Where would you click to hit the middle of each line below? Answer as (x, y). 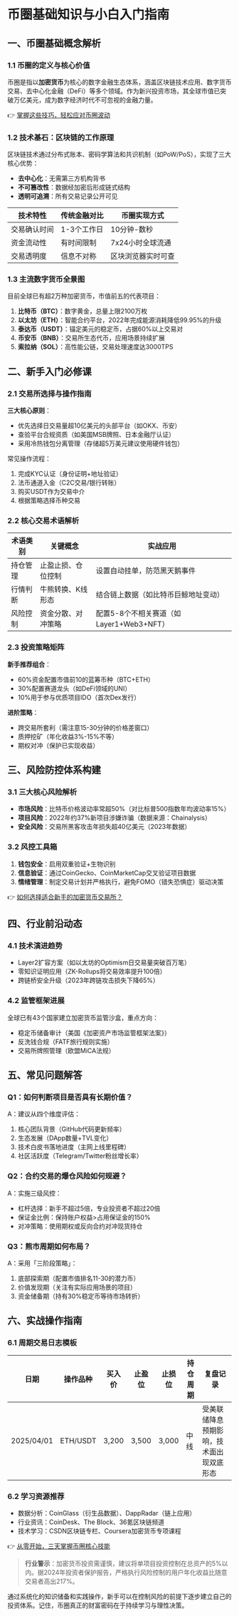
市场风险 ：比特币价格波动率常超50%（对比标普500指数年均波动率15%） (124, 809)
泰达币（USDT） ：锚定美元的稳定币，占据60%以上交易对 (100, 329)
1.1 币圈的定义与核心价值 (49, 65)
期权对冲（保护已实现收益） (58, 745)
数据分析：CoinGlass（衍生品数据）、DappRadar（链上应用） (107, 1513)
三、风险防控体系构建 (54, 770)
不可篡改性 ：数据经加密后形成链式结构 (74, 187)
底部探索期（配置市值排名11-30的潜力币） (79, 1278)
